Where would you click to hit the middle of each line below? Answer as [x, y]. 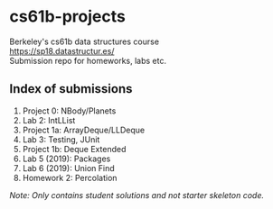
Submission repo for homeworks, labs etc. [88, 60]
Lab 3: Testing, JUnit [61, 139]
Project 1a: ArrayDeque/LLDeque [84, 130]
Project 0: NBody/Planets [69, 111]
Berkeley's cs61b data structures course [85, 41]
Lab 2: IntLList [49, 120]
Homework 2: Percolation [70, 177]
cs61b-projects [68, 17]
